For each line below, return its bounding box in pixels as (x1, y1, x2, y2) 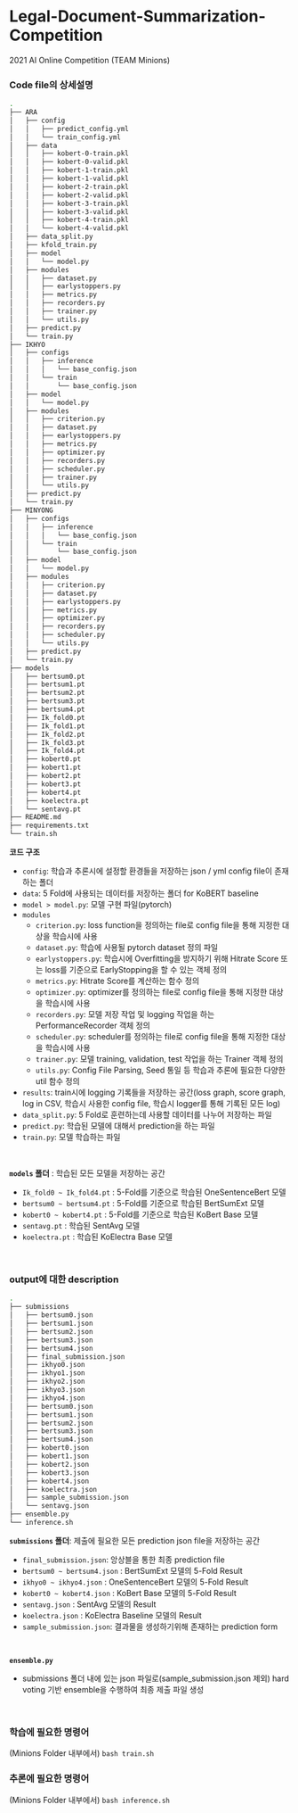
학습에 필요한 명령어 (9, 1726, 90, 1738)
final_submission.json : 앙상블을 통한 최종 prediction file (21, 1554, 225, 1565)
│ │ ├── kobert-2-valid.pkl (9, 190, 129, 200)
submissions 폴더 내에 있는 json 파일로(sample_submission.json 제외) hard (21, 1673, 289, 1684)
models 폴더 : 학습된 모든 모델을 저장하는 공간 (9, 1168, 166, 1179)
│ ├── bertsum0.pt (9, 672, 86, 681)
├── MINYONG (9, 506, 53, 515)
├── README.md (9, 813, 62, 822)
